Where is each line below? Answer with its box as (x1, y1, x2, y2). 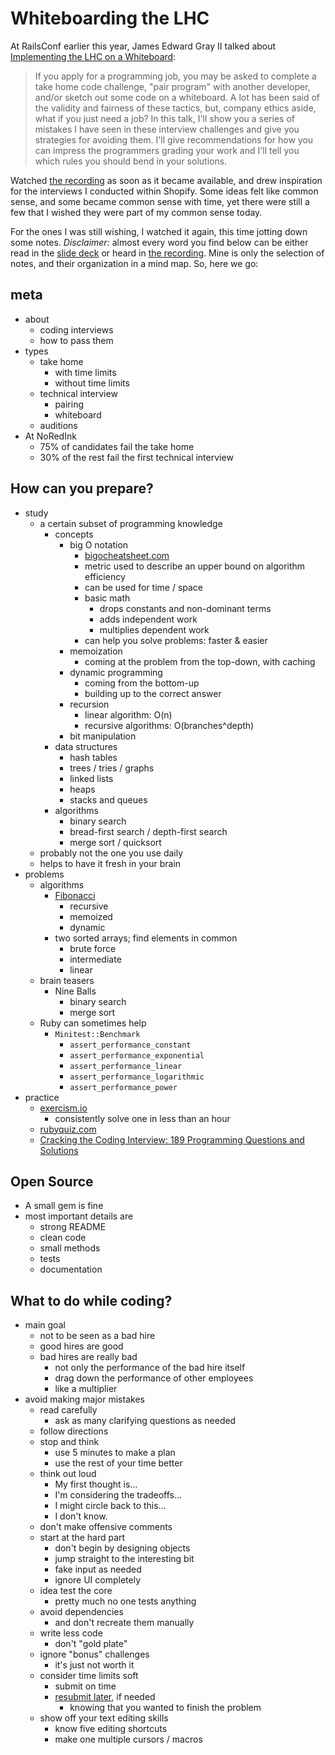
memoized (69, 910, 113, 922)
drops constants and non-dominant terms (99, 602, 272, 614)
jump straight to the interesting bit (54, 1553, 195, 1565)
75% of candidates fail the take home (39, 440, 195, 452)
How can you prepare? (10, 480, 154, 497)
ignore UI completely (54, 1574, 141, 1586)
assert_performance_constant (69, 1040, 192, 1050)
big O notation (69, 538, 129, 551)
